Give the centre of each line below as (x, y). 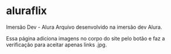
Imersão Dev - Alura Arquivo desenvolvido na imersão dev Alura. (84, 27)
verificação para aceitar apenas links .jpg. (57, 45)
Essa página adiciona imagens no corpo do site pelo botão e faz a (85, 38)
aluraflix (27, 11)
